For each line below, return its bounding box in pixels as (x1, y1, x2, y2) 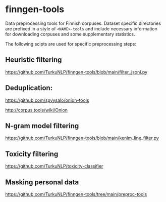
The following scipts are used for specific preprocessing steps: (5, 41, 136, 47)
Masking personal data (5, 178, 79, 186)
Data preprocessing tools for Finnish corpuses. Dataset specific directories (5, 20, 161, 26)
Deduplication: (5, 84, 53, 92)
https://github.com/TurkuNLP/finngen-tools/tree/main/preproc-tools (5, 191, 147, 197)
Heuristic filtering (5, 56, 62, 64)
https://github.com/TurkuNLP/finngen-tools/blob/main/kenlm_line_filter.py (5, 135, 159, 141)
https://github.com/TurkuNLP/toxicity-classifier (5, 163, 103, 169)
